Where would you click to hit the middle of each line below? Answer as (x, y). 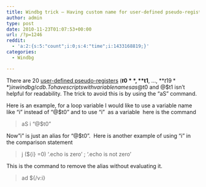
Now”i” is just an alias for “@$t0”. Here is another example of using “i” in (99, 135)
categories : (21, 52)
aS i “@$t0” (36, 124)
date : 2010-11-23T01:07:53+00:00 (49, 29)
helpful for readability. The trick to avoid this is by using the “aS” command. (102, 93)
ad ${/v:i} (33, 178)
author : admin (25, 18)
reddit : (16, 40)
